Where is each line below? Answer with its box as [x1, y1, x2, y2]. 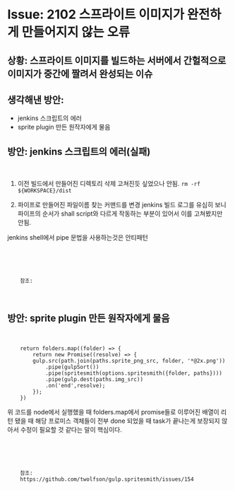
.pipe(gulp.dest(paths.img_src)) [44, 376, 143, 383]
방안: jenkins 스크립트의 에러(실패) [7, 146, 151, 158]
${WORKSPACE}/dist [17, 187, 72, 194]
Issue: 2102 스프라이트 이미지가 [7, 6, 185, 23]
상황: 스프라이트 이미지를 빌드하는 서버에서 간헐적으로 [7, 54, 227, 66]
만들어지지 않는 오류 [21, 24, 131, 40]
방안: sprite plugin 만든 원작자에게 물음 [7, 312, 170, 324]
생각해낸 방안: [7, 93, 64, 106]
